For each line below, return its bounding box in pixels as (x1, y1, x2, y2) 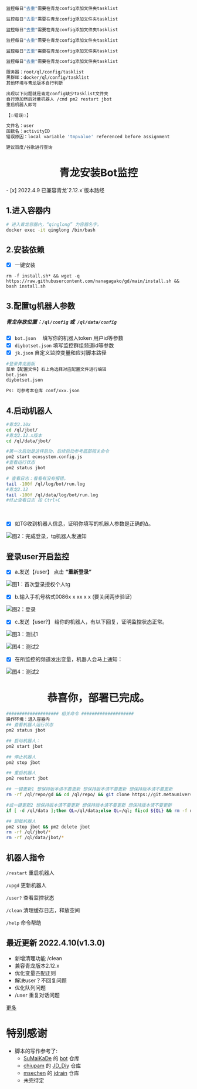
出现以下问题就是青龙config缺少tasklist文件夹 (6, 91, 108, 96)
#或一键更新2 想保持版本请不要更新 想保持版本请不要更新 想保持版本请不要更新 (6, 802, 172, 808)
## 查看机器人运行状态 (6, 722, 54, 728)
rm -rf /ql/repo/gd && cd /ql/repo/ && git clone (6, 791, 130, 798)
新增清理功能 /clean (14, 954, 63, 961)
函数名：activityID (6, 128, 50, 135)
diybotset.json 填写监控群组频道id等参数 (14, 342, 114, 349)
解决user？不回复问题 (14, 977, 67, 984)
